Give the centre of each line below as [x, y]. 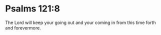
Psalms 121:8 [32, 9]
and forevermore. [23, 27]
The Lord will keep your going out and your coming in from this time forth [80, 22]
